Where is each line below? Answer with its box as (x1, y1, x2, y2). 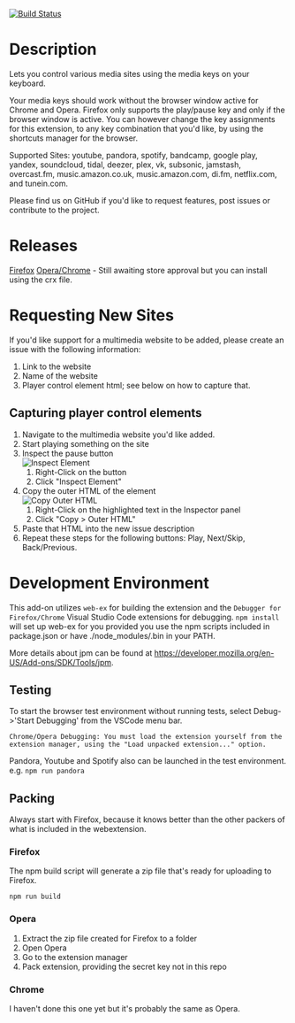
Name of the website (21, 370, 99, 381)
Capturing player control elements (9, 405, 202, 420)
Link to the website (21, 361, 92, 372)
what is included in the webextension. (9, 824, 147, 835)
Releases (9, 235, 78, 256)
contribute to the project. (9, 204, 100, 215)
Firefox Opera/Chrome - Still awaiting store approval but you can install (9, 265, 268, 275)
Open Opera (21, 942, 68, 953)
